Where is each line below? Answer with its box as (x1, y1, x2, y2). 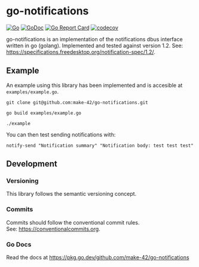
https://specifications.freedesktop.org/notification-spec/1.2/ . (6, 48, 155, 55)
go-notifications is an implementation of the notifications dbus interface (6, 35, 183, 43)
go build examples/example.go (6, 110, 82, 116)
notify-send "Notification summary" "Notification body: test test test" (6, 142, 194, 148)
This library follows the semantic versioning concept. (6, 190, 137, 198)
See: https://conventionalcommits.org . (6, 225, 100, 232)
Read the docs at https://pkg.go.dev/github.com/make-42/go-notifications (6, 254, 189, 261)
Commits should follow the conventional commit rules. (6, 219, 140, 226)
